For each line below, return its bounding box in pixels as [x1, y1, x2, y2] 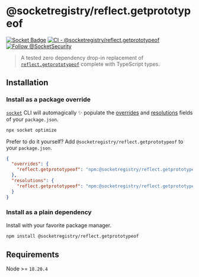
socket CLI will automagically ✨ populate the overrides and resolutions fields [6, 109, 193, 116]
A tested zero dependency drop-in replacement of [20, 54, 144, 61]
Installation [6, 78, 49, 88]
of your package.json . [6, 116, 59, 123]
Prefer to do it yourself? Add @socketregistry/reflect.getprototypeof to [6, 138, 184, 145]
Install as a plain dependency [6, 208, 92, 216]
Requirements [6, 250, 59, 260]
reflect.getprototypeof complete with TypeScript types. [20, 61, 160, 68]
